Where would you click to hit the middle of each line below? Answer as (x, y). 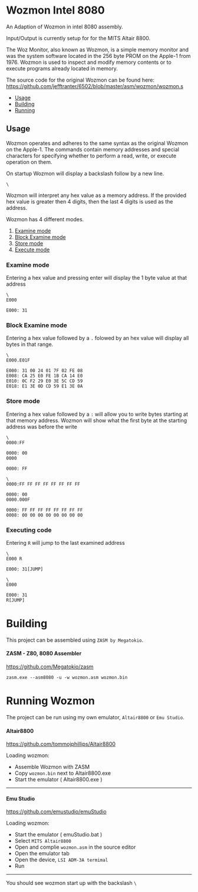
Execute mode (32, 250)
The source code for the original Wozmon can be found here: (80, 80)
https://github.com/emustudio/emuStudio (57, 812)
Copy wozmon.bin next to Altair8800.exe (62, 773)
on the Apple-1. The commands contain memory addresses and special (93, 149)
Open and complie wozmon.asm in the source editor (75, 847)
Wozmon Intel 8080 (55, 10)
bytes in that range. (30, 344)
